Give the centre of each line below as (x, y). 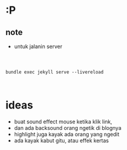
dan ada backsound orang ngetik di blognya (68, 127)
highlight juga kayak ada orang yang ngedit (66, 134)
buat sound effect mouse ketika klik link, (63, 122)
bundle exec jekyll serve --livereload (55, 72)
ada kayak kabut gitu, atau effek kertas (61, 141)
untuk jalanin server (38, 46)
